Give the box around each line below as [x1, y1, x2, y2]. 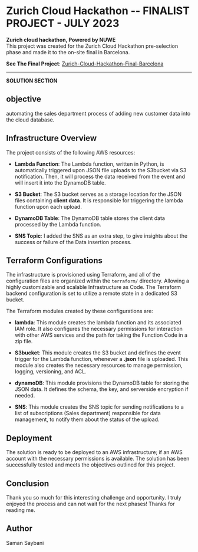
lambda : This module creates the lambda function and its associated [14, 319, 181, 326]
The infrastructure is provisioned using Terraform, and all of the [6, 271, 160, 278]
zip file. [14, 338, 33, 345]
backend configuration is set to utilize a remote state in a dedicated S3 [6, 290, 178, 297]
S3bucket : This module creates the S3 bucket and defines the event [14, 349, 181, 356]
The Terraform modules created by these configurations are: [6, 308, 153, 315]
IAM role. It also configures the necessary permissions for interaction [14, 326, 183, 333]
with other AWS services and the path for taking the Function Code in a [14, 331, 187, 339]
